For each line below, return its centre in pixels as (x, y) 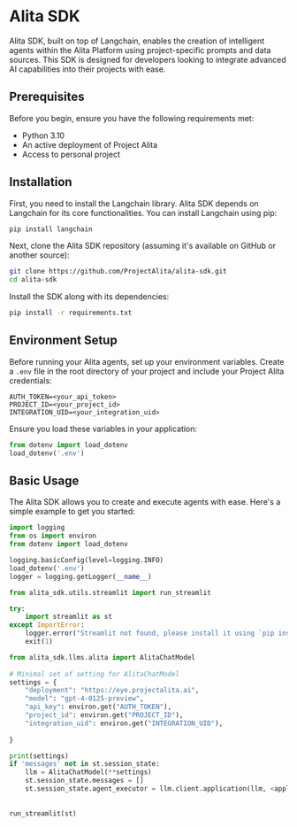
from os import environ (53, 536)
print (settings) (39, 756)
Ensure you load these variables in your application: (103, 429)
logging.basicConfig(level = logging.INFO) (87, 560)
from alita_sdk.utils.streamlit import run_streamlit (110, 592)
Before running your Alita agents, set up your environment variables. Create (147, 361)
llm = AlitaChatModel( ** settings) (88, 772)
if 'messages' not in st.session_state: (85, 764)
